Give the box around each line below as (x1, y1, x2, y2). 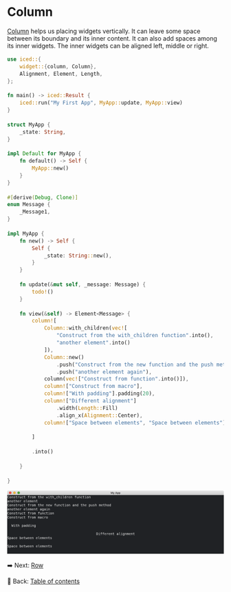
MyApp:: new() (32, 165, 69, 172)
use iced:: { (7, 56, 41, 63)
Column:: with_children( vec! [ (43, 325, 128, 331)
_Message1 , (19, 208, 51, 216)
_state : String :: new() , (43, 252, 112, 259)
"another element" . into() (56, 339, 131, 347)
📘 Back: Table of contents (7, 577, 80, 586)
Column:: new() (43, 354, 85, 360)
